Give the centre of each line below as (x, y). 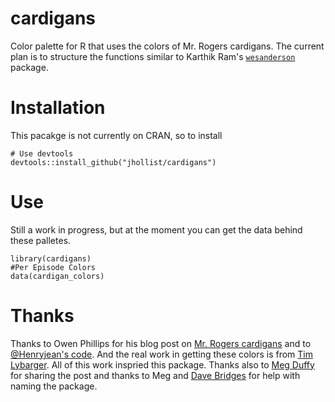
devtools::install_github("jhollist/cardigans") (113, 162)
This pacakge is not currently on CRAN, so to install (116, 135)
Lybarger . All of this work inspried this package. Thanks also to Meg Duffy (162, 364)
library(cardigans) (51, 258)
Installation (58, 108)
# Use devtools (42, 153)
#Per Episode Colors (53, 267)
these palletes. (41, 240)
